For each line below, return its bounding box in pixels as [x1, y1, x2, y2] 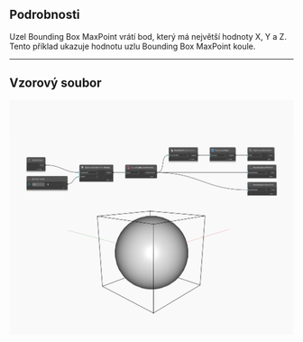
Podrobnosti [9, 7, 80, 23]
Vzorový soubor [9, 76, 102, 91]
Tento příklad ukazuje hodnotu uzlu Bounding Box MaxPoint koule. [9, 41, 256, 51]
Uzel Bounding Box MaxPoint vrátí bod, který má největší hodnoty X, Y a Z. [9, 31, 287, 42]
